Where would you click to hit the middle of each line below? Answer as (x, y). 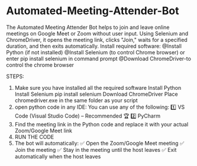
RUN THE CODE (34, 136)
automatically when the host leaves (58, 156)
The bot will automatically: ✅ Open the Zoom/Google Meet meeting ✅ (99, 143)
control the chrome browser (40, 65)
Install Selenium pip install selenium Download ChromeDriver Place (96, 94)
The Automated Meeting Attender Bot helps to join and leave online (88, 27)
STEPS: (15, 76)
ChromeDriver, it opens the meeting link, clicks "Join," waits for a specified (97, 40)
